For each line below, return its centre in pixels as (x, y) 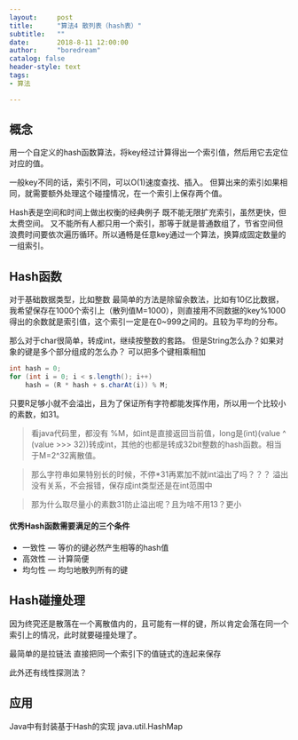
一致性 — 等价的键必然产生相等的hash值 (95, 548)
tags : (19, 76)
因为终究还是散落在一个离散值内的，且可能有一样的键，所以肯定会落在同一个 (149, 624)
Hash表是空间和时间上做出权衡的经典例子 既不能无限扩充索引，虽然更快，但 (148, 212)
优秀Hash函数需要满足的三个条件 (70, 526)
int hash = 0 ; (35, 369)
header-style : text (45, 68)
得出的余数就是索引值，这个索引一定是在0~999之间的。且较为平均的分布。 (146, 322)
